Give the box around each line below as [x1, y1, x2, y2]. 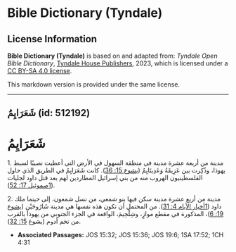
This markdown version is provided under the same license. [7, 80, 181, 89]
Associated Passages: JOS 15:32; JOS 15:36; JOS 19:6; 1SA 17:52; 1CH [17, 231, 224, 239]
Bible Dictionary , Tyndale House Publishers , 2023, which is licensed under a [7, 59, 228, 68]
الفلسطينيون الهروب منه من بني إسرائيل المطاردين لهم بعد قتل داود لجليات [7, 174, 203, 182]
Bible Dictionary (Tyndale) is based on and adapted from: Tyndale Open [7, 51, 218, 60]
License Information [7, 33, 97, 45]
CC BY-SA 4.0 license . [7, 67, 72, 75]
